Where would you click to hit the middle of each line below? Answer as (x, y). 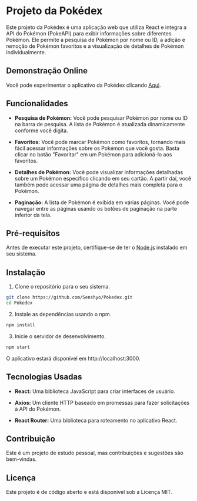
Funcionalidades (37, 104)
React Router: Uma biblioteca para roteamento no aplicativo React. (96, 420)
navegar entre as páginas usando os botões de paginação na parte (96, 208)
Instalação (26, 272)
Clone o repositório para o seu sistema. (62, 287)
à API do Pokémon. (38, 409)
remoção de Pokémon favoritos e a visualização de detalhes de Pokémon (95, 46)
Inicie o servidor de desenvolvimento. (60, 336)
